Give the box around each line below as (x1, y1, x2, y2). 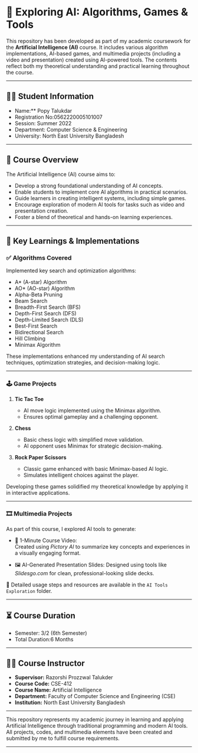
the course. (6, 69, 34, 76)
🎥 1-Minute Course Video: (14, 537, 78, 544)
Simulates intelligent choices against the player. (23, 471, 139, 478)
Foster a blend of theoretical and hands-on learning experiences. (14, 213, 173, 220)
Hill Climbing (14, 335, 46, 342)
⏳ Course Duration (6, 611, 75, 621)
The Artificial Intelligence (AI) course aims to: (6, 171, 116, 178)
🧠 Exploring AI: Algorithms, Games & (6, 5, 189, 19)
